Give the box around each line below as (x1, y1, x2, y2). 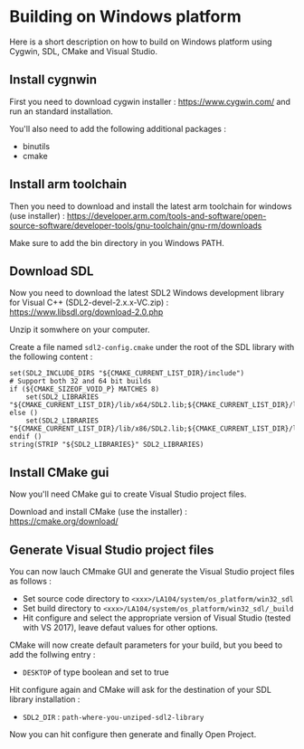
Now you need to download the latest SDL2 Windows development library (9, 288, 285, 299)
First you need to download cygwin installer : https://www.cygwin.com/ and (9, 96, 291, 107)
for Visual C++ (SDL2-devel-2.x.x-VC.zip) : (9, 297, 169, 308)
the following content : (9, 351, 93, 363)
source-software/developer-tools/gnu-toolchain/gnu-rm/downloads (9, 220, 262, 231)
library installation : (9, 694, 81, 705)
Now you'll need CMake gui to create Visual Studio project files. (9, 488, 247, 499)
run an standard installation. (9, 106, 113, 117)
